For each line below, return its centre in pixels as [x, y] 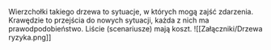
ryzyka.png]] [30, 37]
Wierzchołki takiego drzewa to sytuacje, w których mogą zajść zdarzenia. [131, 12]
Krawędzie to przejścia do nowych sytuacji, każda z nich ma [109, 20]
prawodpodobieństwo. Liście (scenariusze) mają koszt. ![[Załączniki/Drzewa [135, 29]
